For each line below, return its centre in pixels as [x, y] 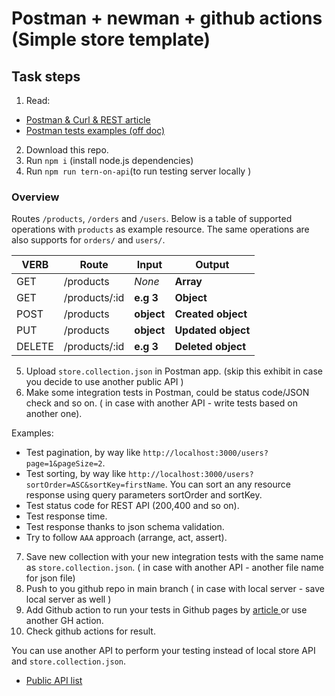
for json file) [50, 578]
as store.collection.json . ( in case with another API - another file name [174, 568]
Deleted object [210, 347]
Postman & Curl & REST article [88, 120]
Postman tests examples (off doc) [95, 130]
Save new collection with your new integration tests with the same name [174, 557]
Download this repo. [67, 150]
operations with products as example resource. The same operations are [160, 229]
